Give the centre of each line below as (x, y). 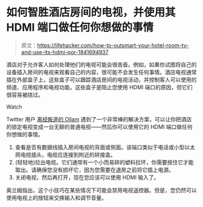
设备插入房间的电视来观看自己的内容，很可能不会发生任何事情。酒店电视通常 (101, 72)
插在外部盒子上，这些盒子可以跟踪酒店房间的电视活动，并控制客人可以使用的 (101, 80)
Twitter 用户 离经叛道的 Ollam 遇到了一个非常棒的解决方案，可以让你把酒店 (99, 119)
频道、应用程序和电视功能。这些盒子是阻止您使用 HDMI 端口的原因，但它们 (99, 87)
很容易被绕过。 (25, 95)
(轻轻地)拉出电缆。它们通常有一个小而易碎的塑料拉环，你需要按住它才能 (105, 162)
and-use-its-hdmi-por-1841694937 (65, 52)
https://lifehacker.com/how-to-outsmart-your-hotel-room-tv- (113, 45)
